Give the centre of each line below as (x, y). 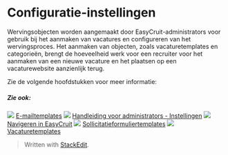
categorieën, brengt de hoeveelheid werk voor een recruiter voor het (105, 54)
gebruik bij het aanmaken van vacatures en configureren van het (99, 39)
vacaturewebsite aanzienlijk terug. (56, 68)
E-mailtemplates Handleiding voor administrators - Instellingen (109, 116)
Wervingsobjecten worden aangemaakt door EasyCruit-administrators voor (114, 32)
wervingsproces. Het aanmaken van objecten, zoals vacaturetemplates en (113, 46)
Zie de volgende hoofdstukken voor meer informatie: (82, 81)
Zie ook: (19, 97)
